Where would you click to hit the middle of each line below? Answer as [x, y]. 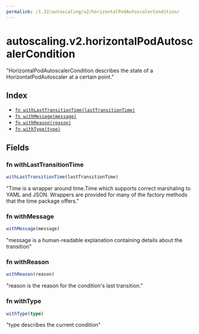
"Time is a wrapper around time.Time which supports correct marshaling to [98, 188]
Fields [18, 148]
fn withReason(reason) [43, 123]
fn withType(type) [38, 129]
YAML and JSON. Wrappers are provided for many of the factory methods [97, 194]
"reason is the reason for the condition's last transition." [74, 286]
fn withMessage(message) [46, 117]
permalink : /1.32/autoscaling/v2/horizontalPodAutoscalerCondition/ [93, 12]
